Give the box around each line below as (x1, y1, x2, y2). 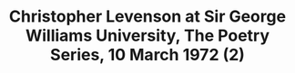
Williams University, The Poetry (25, 25, 270, 46)
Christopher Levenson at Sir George (8, 6, 287, 27)
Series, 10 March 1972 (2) (50, 45, 245, 65)
